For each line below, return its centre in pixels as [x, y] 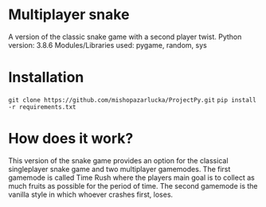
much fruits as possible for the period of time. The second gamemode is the [133, 186]
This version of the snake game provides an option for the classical [118, 160]
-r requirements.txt [43, 107]
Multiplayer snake [69, 15]
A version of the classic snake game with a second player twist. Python [125, 37]
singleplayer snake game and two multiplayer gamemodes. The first [119, 169]
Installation [46, 78]
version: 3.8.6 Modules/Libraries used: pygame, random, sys [108, 45]
